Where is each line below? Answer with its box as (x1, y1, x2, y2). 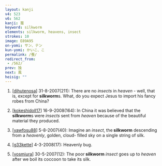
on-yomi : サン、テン (5, 43, 43, 48)
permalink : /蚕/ (5, 52, 37, 57)
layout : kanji (5, 7, 34, 12)
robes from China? (12, 98, 49, 104)
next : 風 (5, 70, 22, 75)
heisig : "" (5, 75, 27, 79)
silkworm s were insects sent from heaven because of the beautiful (12, 112, 146, 119)
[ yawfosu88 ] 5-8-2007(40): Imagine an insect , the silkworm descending (12, 127, 157, 133)
